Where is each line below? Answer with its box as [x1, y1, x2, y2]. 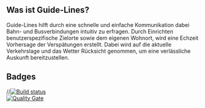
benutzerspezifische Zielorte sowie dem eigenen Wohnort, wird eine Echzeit [6, 34, 199, 42]
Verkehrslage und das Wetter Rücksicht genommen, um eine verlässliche [6, 47, 191, 55]
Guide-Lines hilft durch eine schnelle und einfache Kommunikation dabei [6, 21, 190, 28]
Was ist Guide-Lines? [6, 5, 90, 15]
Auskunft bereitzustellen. [6, 53, 69, 61]
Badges [6, 72, 36, 82]
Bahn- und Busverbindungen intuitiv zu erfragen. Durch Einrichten [6, 28, 173, 35]
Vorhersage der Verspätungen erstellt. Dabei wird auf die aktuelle [6, 40, 172, 48]
